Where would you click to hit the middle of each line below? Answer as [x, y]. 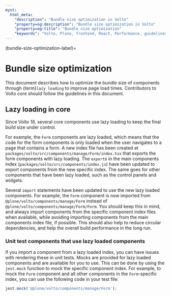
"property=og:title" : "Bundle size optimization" [68, 29]
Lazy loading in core [38, 110]
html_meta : [21, 15]
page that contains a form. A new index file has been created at [72, 147]
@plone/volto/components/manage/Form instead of [56, 201]
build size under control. [31, 127]
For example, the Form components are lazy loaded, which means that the [82, 137]
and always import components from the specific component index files [81, 212]
